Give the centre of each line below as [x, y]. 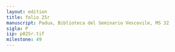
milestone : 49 [24, 39]
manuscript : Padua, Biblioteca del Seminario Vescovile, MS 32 [88, 23]
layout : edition [27, 12]
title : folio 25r [28, 17]
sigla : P [17, 28]
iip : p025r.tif [25, 34]
